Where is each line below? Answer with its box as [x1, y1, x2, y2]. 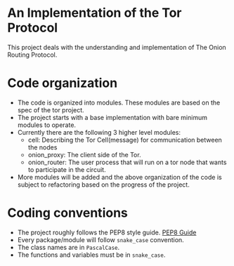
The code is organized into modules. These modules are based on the [17, 98, 221, 107]
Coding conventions [7, 205, 128, 221]
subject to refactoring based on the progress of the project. [17, 180, 190, 189]
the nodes [27, 142, 58, 152]
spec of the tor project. [17, 105, 84, 114]
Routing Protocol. [7, 51, 58, 59]
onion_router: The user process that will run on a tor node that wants [27, 158, 227, 166]
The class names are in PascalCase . [17, 243, 120, 251]
